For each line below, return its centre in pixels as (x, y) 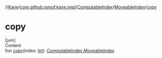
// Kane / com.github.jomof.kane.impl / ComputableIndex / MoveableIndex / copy (81, 7)
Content (13, 45)
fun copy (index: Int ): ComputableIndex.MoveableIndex (60, 50)
